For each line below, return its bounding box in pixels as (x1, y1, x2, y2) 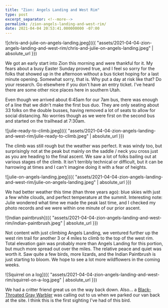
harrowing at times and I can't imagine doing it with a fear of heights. (5, 164, 147, 170)
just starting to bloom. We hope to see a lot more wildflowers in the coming (5, 257, 160, 263)
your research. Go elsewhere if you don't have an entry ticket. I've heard (5, 81, 155, 88)
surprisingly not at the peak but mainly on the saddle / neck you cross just (5, 148, 158, 154)
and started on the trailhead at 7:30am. (5, 118, 86, 124)
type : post (5, 12, 28, 17)
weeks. (5, 262, 20, 268)
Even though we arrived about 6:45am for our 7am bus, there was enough (5, 96, 158, 103)
